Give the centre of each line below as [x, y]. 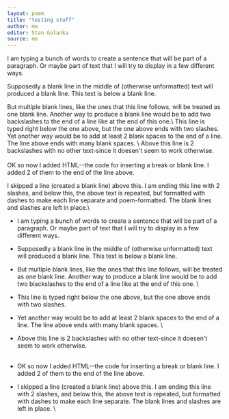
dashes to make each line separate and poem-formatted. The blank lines [109, 200]
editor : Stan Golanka [38, 33]
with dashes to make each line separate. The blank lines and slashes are [119, 401]
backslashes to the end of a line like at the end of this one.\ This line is [106, 121]
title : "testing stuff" [41, 20]
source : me [23, 39]
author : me [23, 26]
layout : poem [26, 13]
